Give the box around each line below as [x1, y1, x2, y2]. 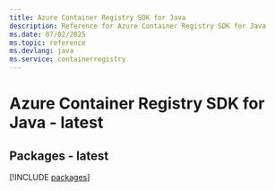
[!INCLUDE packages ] [9, 172, 90, 182]
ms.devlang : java [9, 47, 74, 56]
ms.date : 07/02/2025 [9, 30, 87, 39]
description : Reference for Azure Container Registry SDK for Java [9, 22, 267, 30]
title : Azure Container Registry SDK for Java [9, 13, 186, 22]
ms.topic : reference [9, 38, 87, 48]
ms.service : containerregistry [9, 55, 126, 64]
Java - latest [9, 113, 104, 133]
